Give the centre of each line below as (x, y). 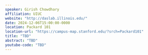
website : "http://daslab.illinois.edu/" (46, 18)
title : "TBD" (18, 36)
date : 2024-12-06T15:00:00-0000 (37, 23)
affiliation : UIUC (23, 14)
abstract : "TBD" (21, 41)
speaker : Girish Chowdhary (32, 9)
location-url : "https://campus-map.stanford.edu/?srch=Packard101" (74, 32)
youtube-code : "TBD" (26, 45)
